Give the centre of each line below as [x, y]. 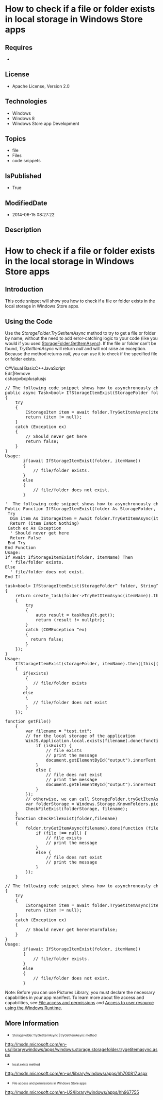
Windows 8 [23, 118]
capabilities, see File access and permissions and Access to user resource [80, 1003]
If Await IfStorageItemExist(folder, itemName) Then [69, 558]
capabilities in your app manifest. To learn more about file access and [74, 997]
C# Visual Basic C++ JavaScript [35, 368]
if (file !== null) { [61, 833]
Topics [16, 139]
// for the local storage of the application [81, 736]
